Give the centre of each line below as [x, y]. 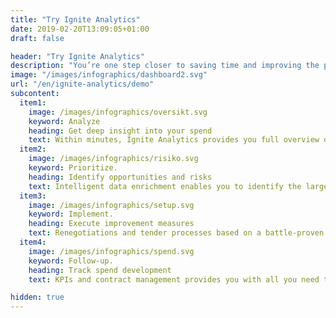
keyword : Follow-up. [71, 261]
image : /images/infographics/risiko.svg [113, 159]
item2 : [33, 149]
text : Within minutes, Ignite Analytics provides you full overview [174, 140]
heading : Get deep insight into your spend [120, 131]
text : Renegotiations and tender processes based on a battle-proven [176, 233]
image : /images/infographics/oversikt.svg [118, 112]
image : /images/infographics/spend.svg [111, 251]
